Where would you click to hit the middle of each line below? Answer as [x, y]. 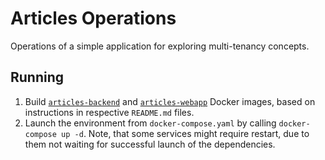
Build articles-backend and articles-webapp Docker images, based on [170, 101]
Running [37, 77]
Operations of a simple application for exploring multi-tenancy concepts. [160, 46]
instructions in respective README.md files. [109, 112]
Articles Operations [93, 18]
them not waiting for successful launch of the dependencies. [150, 144]
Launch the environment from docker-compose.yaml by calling [150, 123]
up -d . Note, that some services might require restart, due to [185, 133]
